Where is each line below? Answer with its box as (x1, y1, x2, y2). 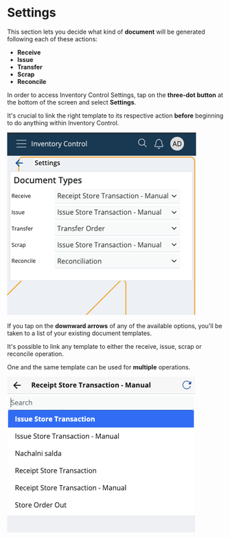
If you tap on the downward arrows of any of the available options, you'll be (7, 321, 222, 330)
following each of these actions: (7, 34, 98, 43)
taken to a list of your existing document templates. (7, 329, 152, 337)
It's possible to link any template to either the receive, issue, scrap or (7, 342, 202, 350)
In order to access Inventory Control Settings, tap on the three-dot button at (7, 91, 224, 99)
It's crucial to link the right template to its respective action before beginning (7, 111, 224, 120)
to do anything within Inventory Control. (7, 118, 119, 127)
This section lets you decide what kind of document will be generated (7, 28, 205, 36)
